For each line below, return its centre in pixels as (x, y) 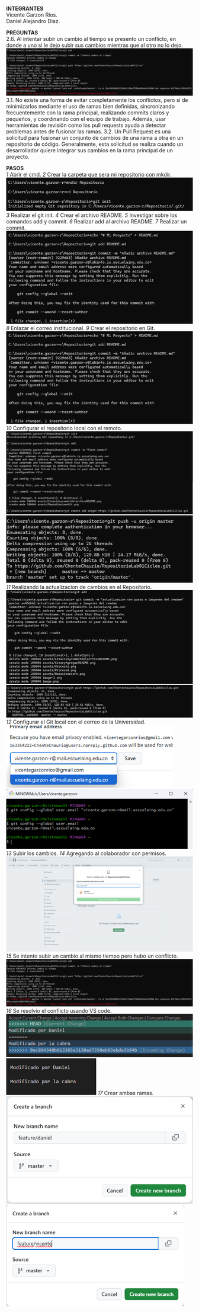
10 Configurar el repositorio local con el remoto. (64, 428)
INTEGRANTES (25, 9)
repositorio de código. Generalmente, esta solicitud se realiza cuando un (95, 144)
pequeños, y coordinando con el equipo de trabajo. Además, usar (86, 119)
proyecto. (18, 157)
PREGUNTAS (22, 33)
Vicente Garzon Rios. (32, 15)
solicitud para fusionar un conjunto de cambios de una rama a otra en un (95, 138)
